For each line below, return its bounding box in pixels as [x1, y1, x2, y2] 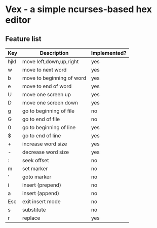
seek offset [22, 157, 49, 164]
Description [40, 50, 69, 56]
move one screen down [22, 99, 78, 106]
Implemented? [91, 50, 127, 56]
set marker [22, 165, 48, 172]
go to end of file [22, 116, 60, 123]
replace [22, 214, 41, 221]
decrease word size [22, 148, 69, 156]
